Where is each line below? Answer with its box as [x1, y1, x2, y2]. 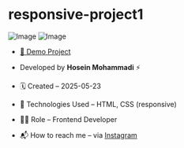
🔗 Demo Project [19, 46, 71, 56]
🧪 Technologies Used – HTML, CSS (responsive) [19, 99, 178, 109]
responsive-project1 [8, 6, 144, 24]
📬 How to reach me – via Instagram [19, 130, 138, 139]
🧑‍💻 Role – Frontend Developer [19, 114, 118, 124]
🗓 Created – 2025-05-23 [19, 81, 101, 91]
